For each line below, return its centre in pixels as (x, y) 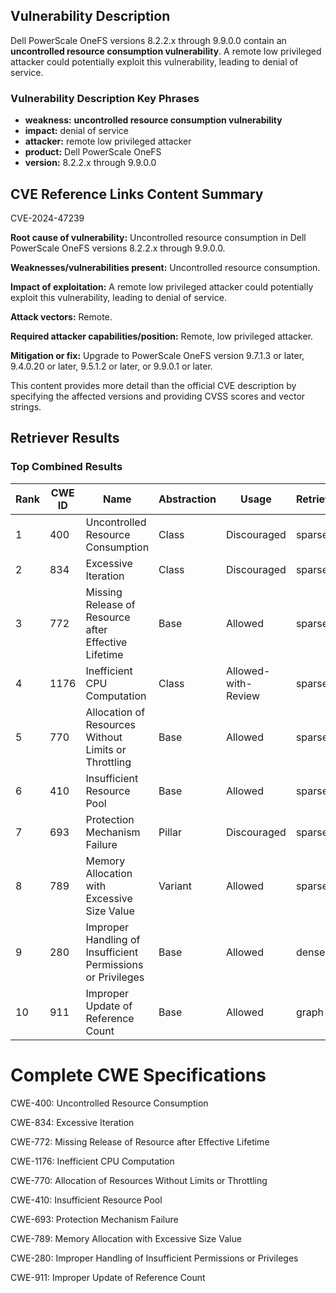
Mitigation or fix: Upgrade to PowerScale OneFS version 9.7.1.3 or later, (157, 355)
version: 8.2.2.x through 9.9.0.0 (90, 163)
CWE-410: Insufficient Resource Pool (86, 1200)
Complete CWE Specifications (138, 1075)
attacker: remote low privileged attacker (108, 141)
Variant (175, 886)
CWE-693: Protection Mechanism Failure (94, 1219)
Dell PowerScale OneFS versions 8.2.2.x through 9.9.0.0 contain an (148, 40)
